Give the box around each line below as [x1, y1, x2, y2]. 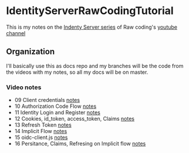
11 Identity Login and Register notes [14, 109, 101, 116]
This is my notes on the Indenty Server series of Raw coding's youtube [6, 23, 178, 30]
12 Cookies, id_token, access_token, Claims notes [14, 115, 135, 123]
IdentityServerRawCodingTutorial [6, 4, 174, 18]
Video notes [6, 83, 42, 91]
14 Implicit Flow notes [14, 128, 67, 135]
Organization [6, 47, 55, 57]
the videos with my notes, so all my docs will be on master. [6, 69, 148, 76]
